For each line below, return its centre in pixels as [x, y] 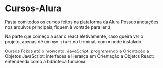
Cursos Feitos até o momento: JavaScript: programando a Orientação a [77, 51]
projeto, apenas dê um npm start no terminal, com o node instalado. [74, 41]
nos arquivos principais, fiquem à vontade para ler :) [58, 27]
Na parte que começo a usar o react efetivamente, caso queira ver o [74, 36]
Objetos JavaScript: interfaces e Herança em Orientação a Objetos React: [80, 56]
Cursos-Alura [33, 8]
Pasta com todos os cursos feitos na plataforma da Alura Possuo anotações [82, 22]
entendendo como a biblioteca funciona [45, 61]
